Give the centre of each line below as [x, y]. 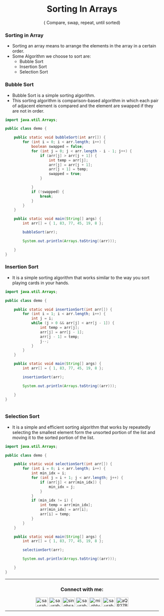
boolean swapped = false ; [57, 147]
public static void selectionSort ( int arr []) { [63, 464]
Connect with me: [82, 589]
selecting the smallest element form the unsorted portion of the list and [83, 432]
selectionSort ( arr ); [43, 550]
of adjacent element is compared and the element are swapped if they [83, 106]
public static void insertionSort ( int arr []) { [63, 309]
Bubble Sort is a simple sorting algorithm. [54, 95]
